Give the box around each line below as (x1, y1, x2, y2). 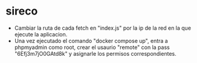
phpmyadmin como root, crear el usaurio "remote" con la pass (14, 44, 170, 51)
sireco (5, 4, 38, 18)
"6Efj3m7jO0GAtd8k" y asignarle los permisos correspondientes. (14, 50, 176, 57)
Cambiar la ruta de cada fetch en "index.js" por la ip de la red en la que (14, 24, 192, 31)
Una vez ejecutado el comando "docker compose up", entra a (14, 37, 169, 44)
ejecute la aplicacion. (14, 30, 68, 38)
